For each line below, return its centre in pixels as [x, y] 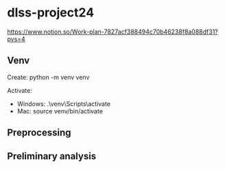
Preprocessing [39, 133]
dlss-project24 [51, 13]
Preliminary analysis [52, 156]
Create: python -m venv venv [48, 77]
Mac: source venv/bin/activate [60, 111]
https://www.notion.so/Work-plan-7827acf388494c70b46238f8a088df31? [113, 32]
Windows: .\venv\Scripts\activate [64, 104]
